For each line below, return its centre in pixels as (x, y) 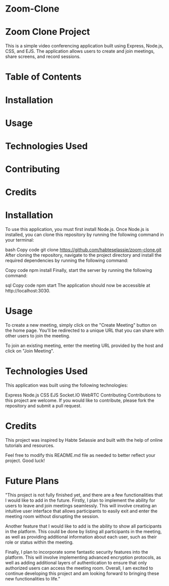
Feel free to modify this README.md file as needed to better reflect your (80, 455)
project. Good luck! (25, 460)
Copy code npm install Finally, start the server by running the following (79, 270)
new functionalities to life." (33, 578)
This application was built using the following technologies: (67, 385)
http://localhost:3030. (28, 291)
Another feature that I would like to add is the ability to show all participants (83, 526)
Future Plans (32, 481)
